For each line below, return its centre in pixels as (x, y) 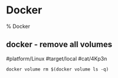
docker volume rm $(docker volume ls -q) (58, 69)
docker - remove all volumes (59, 45)
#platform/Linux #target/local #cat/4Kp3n (57, 58)
